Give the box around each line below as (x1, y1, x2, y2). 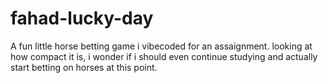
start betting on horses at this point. (10, 61, 158, 73)
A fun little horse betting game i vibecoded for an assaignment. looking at (10, 40, 313, 52)
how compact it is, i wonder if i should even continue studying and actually (10, 50, 318, 62)
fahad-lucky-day (10, 7, 154, 30)
